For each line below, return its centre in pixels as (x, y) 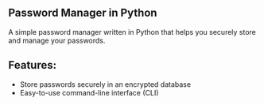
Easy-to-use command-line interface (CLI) (89, 92)
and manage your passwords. (57, 40)
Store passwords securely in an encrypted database (105, 84)
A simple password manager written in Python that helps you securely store (132, 32)
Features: (33, 65)
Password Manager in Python (83, 13)
